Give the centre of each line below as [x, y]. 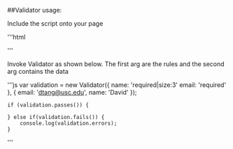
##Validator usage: [35, 10]
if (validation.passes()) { [48, 105]
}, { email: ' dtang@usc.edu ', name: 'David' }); [72, 92]
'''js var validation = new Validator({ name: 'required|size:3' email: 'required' [117, 85]
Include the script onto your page [55, 23]
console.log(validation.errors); [69, 123]
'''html [16, 37]
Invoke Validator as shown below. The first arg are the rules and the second [116, 64]
